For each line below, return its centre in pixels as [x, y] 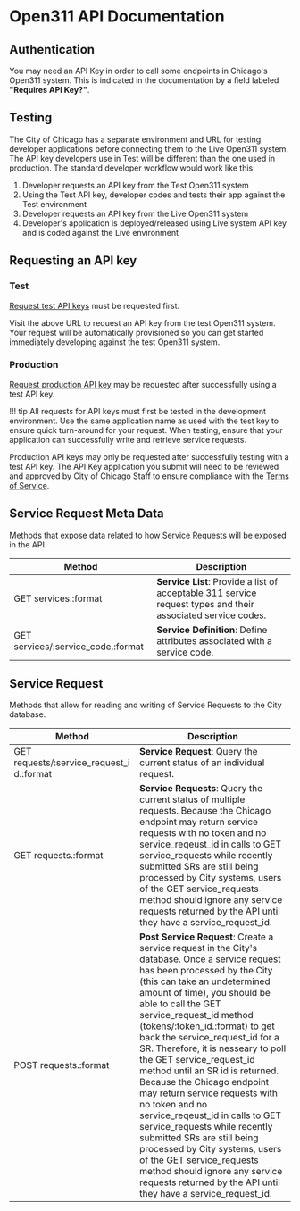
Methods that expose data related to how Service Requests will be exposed [148, 535]
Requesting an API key [73, 261]
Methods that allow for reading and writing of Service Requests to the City [146, 705]
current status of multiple [192, 799]
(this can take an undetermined [205, 981]
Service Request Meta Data [87, 514]
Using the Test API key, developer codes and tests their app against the [154, 195]
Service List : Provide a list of [217, 581]
